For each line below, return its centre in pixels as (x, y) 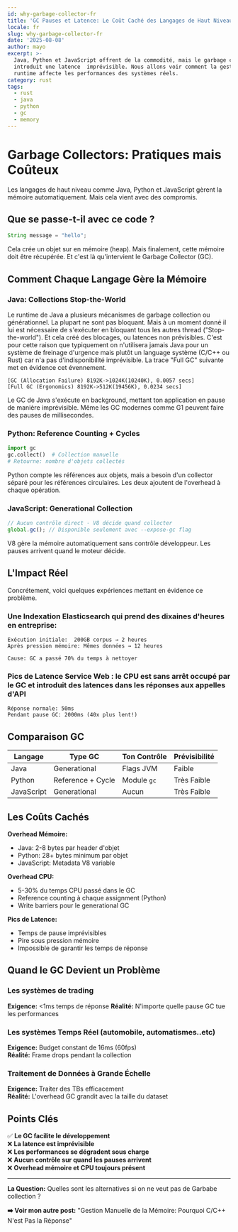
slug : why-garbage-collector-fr (55, 34)
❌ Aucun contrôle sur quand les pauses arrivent (80, 1160)
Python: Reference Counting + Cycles (74, 433)
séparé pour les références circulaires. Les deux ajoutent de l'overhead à (114, 482)
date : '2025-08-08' (36, 40)
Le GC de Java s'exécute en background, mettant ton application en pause (116, 400)
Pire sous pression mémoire (58, 940)
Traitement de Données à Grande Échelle (79, 1073)
